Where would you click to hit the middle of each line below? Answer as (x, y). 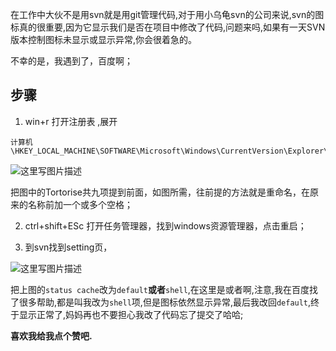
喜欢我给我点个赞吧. (51, 335)
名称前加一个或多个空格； (80, 204)
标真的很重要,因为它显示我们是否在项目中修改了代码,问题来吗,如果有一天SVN (168, 27)
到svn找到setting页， (68, 247)
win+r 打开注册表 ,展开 (71, 121)
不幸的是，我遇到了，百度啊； (71, 61)
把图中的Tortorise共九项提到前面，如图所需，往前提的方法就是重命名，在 (160, 192)
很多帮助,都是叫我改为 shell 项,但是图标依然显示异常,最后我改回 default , (165, 302)
